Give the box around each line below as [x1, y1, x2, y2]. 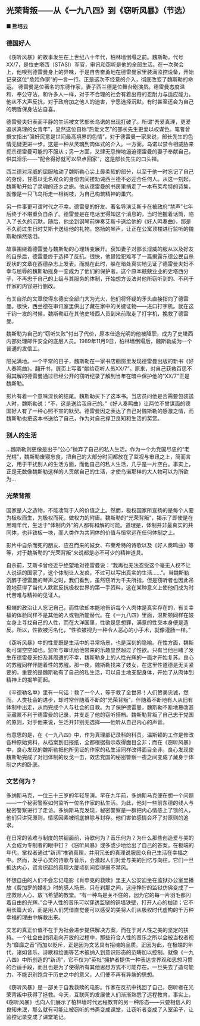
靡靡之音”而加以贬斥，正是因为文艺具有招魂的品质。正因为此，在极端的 [14, 942, 189, 948]
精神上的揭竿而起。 [6, 676, 54, 683]
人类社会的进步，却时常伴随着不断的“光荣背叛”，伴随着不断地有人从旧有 [16, 696, 193, 703]
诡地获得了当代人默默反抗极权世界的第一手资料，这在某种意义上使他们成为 [6, 583, 189, 591]
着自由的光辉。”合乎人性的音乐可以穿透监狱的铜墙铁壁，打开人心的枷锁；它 [6, 899, 189, 906]
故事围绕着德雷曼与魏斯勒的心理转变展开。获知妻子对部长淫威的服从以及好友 [6, 246, 194, 253]
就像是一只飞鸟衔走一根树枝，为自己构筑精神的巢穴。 [6, 190, 137, 197]
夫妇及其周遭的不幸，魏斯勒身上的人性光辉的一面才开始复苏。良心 [32, 654, 194, 661]
